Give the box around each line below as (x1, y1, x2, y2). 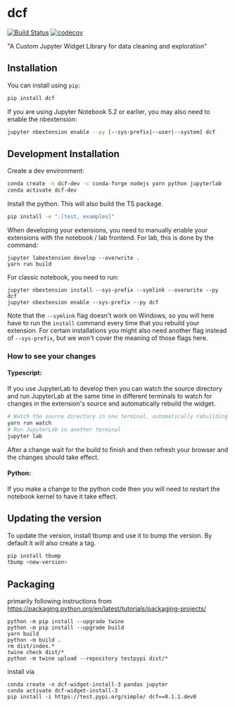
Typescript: (7, 368, 42, 377)
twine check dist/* (7, 649, 65, 656)
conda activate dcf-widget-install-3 (7, 687, 118, 694)
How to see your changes (7, 351, 96, 361)
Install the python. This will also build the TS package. (7, 199, 163, 208)
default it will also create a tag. (7, 539, 96, 547)
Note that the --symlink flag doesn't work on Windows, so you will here (7, 311, 215, 320)
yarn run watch (7, 419, 52, 427)
